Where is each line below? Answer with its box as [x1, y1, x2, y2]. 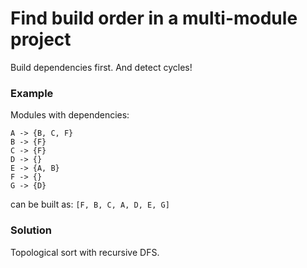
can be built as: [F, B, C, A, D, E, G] [10, 198, 170, 211]
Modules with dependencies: [10, 109, 130, 121]
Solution [10, 223, 53, 237]
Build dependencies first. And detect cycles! [10, 61, 193, 73]
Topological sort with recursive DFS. [10, 246, 160, 258]
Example [10, 86, 54, 100]
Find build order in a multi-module [10, 7, 298, 30]
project [10, 28, 72, 51]
